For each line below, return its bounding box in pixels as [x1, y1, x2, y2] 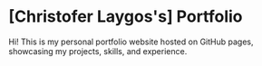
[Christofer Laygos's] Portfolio [8, 6, 243, 27]
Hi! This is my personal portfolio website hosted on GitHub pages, [8, 36, 254, 47]
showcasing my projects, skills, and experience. [8, 45, 188, 56]
